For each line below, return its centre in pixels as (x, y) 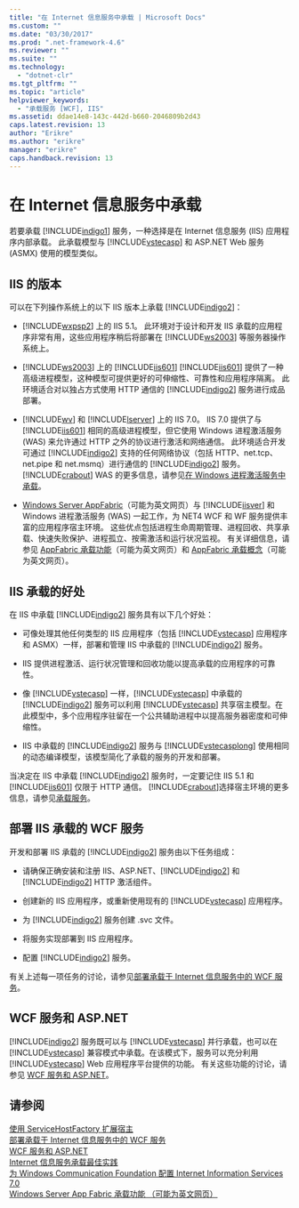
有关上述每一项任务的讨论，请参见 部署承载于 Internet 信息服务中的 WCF (141, 976)
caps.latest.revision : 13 (57, 125)
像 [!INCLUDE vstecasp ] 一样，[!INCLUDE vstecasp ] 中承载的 (132, 694)
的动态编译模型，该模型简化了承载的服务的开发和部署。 (123, 757)
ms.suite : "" (33, 59)
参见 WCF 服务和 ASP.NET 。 (61, 1075)
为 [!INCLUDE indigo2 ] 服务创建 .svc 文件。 (100, 919)
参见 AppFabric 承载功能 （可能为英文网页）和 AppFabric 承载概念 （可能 (154, 550)
